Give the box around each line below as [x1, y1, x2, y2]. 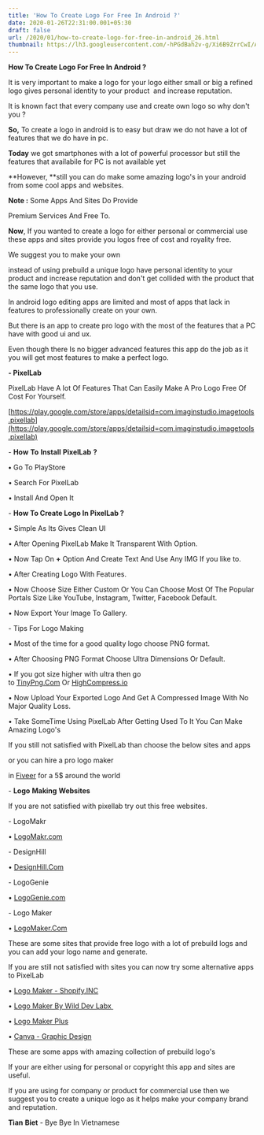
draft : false [8, 26, 51, 34]
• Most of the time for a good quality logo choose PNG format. [8, 639, 211, 648]
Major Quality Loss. [8, 702, 71, 711]
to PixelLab [8, 970, 45, 981]
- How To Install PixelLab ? [8, 447, 97, 457]
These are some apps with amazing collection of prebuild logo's [8, 1047, 216, 1056]
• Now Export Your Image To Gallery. [8, 608, 128, 618]
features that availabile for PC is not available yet [8, 157, 167, 166]
